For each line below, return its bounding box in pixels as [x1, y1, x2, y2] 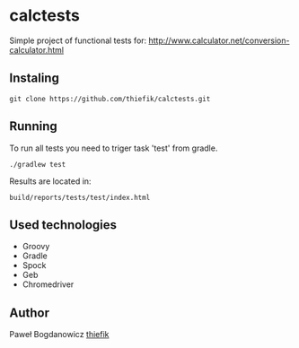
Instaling [9, 71, 60, 86]
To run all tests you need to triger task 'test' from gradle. [9, 143, 218, 153]
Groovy [22, 241, 50, 252]
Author [9, 305, 49, 320]
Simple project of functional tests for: [9, 35, 147, 46]
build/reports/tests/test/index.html [9, 193, 151, 202]
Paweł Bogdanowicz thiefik [9, 329, 110, 340]
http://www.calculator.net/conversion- [148, 35, 290, 46]
